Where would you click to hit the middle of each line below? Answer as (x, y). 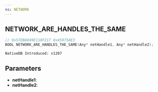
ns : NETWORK (17, 9)
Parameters (23, 68)
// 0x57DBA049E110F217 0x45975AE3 (40, 40)
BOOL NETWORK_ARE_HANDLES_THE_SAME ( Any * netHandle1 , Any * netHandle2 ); (79, 45)
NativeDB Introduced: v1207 (34, 54)
